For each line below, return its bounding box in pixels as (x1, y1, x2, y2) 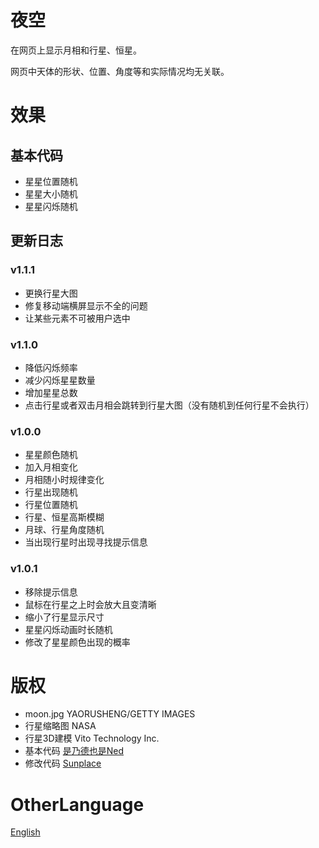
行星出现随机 (24, 486, 78, 498)
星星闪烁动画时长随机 (24, 623, 113, 635)
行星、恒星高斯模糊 (24, 511, 105, 523)
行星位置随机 (24, 499, 78, 511)
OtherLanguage (10, 793, 145, 816)
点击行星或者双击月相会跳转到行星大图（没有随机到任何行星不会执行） (24, 399, 315, 411)
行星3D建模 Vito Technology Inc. (24, 732, 160, 745)
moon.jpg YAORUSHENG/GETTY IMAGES (24, 708, 196, 720)
